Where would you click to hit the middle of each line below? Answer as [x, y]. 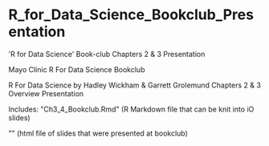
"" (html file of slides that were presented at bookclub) [98, 133]
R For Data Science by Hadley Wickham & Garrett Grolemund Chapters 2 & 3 [134, 85]
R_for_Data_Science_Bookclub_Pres [131, 15]
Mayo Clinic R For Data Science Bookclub [77, 69]
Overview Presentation [46, 93]
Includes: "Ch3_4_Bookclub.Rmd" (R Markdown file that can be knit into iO [131, 109]
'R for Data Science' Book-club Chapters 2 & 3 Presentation [107, 54]
